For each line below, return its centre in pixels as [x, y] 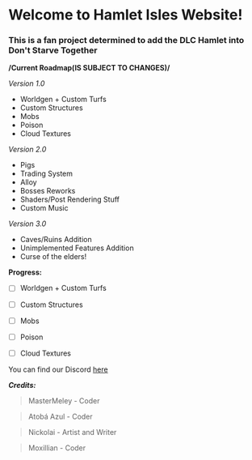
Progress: [25, 272]
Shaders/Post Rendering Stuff [69, 199]
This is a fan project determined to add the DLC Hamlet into [126, 40]
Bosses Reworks [48, 191]
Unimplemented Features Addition [77, 248]
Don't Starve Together [53, 50]
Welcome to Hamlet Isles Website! [126, 15]
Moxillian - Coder [57, 448]
